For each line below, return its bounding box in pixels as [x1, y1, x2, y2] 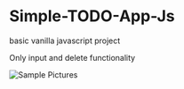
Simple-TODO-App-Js [9, 6, 175, 26]
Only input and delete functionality [9, 52, 136, 63]
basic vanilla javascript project [9, 35, 121, 46]
